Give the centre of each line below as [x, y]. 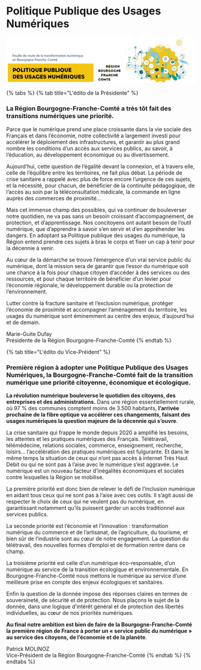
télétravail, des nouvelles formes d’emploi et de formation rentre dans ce [96, 545]
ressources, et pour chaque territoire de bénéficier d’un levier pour [89, 279]
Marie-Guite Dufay [29, 334]
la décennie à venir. [30, 248]
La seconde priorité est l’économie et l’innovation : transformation [87, 526]
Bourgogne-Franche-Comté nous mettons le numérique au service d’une [96, 576]
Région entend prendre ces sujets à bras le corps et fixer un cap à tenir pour [100, 242]
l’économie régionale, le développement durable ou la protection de [90, 285]
